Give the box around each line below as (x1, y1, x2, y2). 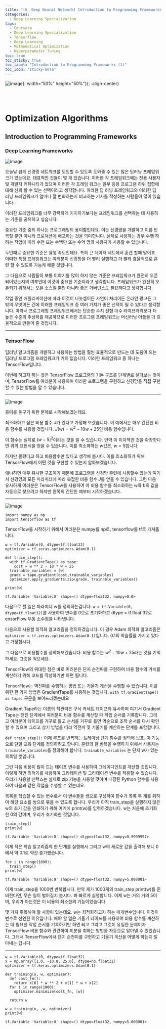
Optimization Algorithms (5, 113, 109, 124)
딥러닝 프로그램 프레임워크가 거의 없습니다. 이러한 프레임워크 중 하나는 (5, 356, 140, 361)
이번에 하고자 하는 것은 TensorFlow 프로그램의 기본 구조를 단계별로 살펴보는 (5, 372, 152, 378)
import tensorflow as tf (5, 517, 56, 522)
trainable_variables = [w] (9, 568, 65, 574)
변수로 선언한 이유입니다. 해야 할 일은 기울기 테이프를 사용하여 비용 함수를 (5, 915, 146, 921)
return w (9, 998, 28, 1003)
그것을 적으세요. (19, 656, 50, 662)
